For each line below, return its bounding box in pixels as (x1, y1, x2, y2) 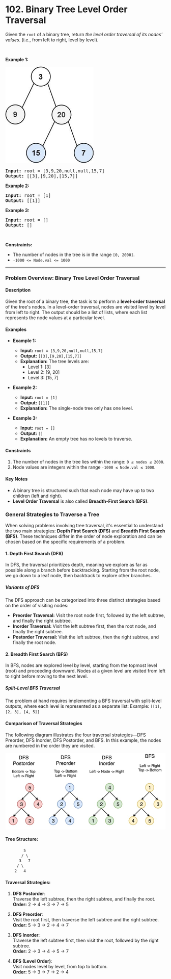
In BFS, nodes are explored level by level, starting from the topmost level (5, 662, 157, 668)
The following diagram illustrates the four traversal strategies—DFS (5, 732, 146, 738)
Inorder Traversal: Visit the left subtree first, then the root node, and (12, 623, 156, 629)
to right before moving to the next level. (5, 673, 88, 679)
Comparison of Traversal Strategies (5, 720, 82, 726)
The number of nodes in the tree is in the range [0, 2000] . (12, 251, 135, 257)
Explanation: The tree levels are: (20, 358, 89, 365)
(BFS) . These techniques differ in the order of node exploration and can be (5, 533, 162, 539)
